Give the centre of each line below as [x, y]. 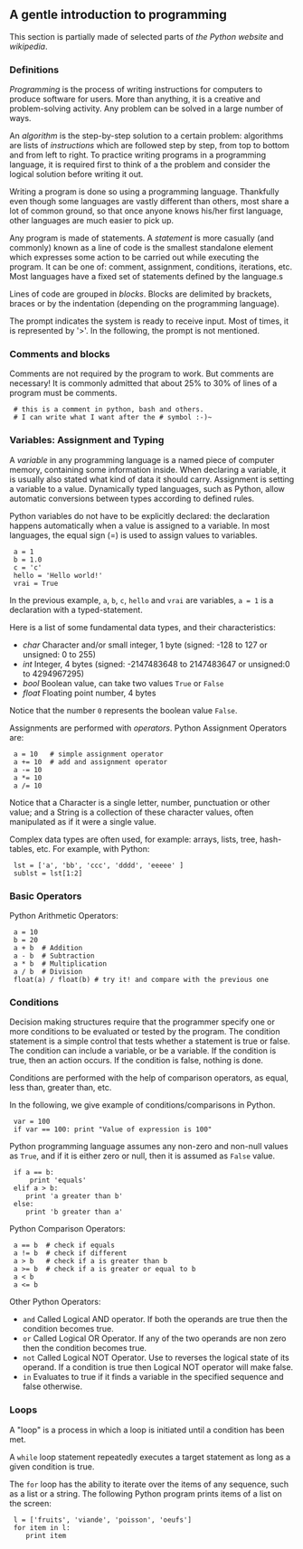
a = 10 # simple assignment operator [89, 754]
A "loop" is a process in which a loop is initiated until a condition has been [147, 1430]
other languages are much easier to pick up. [92, 221]
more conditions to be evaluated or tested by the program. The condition [145, 1032]
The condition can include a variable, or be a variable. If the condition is [143, 1051]
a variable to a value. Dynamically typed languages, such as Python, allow [147, 488]
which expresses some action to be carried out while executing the [134, 258]
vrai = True [36, 583]
